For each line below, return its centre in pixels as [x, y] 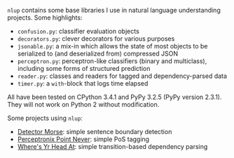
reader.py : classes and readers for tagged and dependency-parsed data [122, 76]
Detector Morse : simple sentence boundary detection [95, 132]
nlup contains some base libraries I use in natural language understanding [114, 10]
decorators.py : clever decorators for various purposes [96, 39]
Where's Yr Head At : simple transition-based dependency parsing [112, 146]
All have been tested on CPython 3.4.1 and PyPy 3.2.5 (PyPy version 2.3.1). [115, 97]
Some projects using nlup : [45, 118]
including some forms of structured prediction [84, 68]
